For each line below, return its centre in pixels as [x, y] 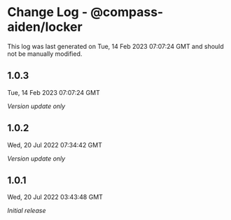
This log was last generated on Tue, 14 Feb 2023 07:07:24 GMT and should [115, 46]
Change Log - [48, 12]
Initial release [27, 211]
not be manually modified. [45, 54]
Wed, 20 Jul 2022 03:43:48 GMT [55, 197]
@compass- [127, 12]
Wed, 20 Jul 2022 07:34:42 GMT [55, 145]
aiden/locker [45, 27]
